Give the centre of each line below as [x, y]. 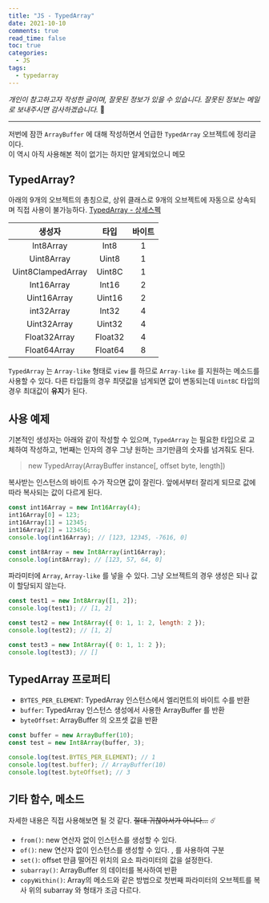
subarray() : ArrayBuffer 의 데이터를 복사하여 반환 [98, 870]
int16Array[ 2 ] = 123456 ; [50, 530]
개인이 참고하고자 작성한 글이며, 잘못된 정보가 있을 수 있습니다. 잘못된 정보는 [127, 99]
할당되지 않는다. [41, 586]
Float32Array [50, 337]
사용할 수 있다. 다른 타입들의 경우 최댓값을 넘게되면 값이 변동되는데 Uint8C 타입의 [134, 381]
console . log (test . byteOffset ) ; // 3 [69, 772]
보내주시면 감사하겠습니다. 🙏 [61, 109]
